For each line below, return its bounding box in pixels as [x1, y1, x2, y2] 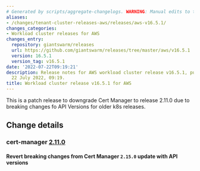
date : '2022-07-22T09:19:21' [6, 64, 79, 70]
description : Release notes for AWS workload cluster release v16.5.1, [6, 69, 187, 75]
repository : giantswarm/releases [11, 42, 95, 48]
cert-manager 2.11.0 [6, 138, 65, 146]
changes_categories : [6, 25, 58, 31]
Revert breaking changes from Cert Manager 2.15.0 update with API [6, 153, 178, 160]
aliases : [6, 14, 28, 20]
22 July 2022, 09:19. [11, 75, 65, 81]
